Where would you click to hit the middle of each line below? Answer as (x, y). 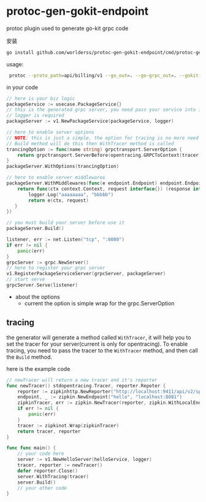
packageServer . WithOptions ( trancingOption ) (63, 167)
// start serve (26, 280)
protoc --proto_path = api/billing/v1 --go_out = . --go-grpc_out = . (93, 75)
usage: (15, 64)
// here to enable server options (51, 132)
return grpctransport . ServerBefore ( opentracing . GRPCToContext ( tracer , (109, 155)
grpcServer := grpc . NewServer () (48, 262)
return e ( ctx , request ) (59, 200)
